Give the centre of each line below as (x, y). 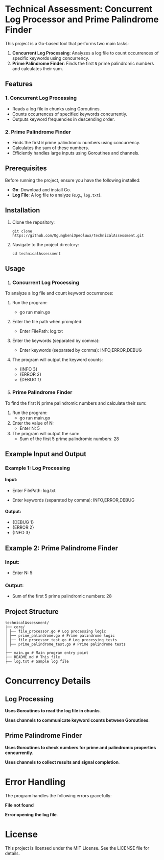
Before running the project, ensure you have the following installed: (73, 180)
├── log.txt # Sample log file (37, 662)
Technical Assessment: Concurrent (79, 9)
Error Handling (35, 782)
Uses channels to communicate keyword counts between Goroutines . (78, 720)
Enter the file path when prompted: (47, 322)
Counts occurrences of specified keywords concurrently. (70, 114)
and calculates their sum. (37, 68)
